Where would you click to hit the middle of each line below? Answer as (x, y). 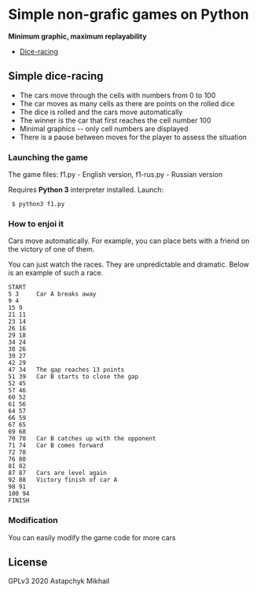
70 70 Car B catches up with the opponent (82, 439)
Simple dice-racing (56, 76)
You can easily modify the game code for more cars (92, 537)
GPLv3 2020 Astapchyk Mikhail (59, 581)
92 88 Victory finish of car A (63, 480)
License (28, 563)
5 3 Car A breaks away (52, 294)
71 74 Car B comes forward (56, 446)
